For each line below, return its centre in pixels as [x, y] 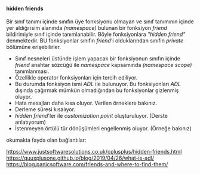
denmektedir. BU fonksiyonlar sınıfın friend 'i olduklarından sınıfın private [95, 41]
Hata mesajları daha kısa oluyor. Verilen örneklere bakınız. [86, 103]
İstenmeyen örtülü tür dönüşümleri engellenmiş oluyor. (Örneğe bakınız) [103, 129]
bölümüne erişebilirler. [34, 47]
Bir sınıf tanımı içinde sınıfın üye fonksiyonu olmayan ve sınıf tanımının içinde [100, 22]
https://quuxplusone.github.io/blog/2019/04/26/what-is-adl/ [80, 158]
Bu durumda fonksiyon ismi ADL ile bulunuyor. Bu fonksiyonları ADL [98, 84]
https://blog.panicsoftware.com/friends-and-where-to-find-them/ [87, 164]
